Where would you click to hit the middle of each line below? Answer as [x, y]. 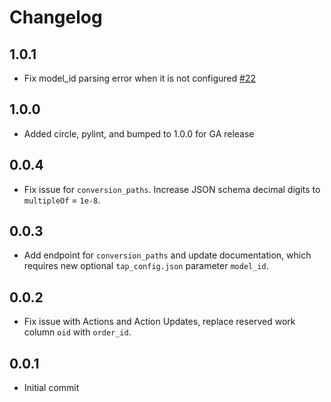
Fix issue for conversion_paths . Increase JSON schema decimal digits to [172, 189]
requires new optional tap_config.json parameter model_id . [146, 266]
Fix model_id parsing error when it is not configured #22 [139, 78]
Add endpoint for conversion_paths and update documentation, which [167, 255]
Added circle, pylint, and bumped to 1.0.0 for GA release [139, 133]
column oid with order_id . [77, 332]
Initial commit [51, 388]
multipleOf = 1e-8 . [62, 200]
